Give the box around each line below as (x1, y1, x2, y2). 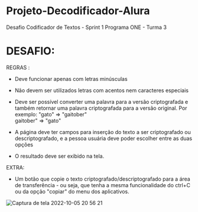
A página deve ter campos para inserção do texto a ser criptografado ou (14, 128, 191, 135)
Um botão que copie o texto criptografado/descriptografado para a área (14, 175, 190, 182)
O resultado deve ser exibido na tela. (14, 152, 105, 159)
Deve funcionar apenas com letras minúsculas (14, 75, 128, 82)
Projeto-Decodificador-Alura (6, 4, 150, 18)
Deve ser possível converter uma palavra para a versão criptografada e (14, 98, 189, 105)
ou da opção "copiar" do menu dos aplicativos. (14, 188, 130, 195)
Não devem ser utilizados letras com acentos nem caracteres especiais (14, 87, 189, 94)
